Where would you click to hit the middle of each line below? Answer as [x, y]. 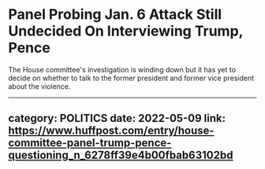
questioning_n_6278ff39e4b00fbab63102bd [121, 155]
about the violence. [39, 86]
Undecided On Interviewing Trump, [125, 31]
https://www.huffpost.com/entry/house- [111, 131]
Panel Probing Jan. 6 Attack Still [115, 15]
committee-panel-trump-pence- [90, 143]
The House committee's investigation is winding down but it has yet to [122, 69]
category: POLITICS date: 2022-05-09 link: [117, 118]
